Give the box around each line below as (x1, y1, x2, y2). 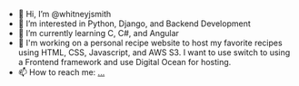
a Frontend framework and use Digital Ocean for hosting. (17, 57, 232, 67)
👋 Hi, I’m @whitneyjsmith (17, 9, 112, 19)
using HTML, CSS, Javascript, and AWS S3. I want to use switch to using (17, 47, 291, 58)
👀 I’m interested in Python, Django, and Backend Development (17, 18, 252, 29)
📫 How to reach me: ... (17, 67, 105, 77)
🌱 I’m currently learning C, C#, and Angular (17, 28, 180, 38)
